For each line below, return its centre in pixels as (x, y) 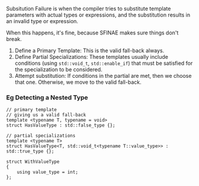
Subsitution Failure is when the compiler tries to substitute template (89, 9)
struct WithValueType (33, 162)
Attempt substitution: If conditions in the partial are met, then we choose (103, 76)
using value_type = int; (48, 172)
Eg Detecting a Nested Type (47, 97)
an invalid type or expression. (42, 21)
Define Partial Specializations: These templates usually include (91, 57)
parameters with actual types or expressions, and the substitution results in (98, 15)
